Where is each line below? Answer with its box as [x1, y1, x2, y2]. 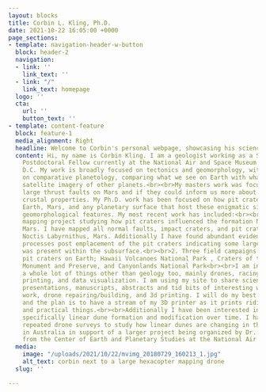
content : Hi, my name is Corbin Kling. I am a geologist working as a [15, 151, 253, 159]
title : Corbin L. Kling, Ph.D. [8, 19, 112, 27]
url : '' [22, 108, 47, 116]
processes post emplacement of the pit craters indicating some [22, 240, 239, 248]
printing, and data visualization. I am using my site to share [22, 276, 239, 285]
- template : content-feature [8, 122, 104, 130]
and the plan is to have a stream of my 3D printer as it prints [22, 299, 243, 306]
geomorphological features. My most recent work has [22, 211, 200, 219]
